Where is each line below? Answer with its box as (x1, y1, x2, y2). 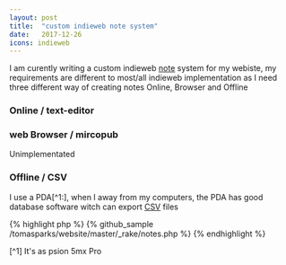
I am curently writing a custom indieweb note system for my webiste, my (9, 63, 277, 74)
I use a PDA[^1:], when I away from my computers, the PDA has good (9, 191, 264, 202)
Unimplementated (9, 149, 75, 160)
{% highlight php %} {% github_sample (9, 218, 154, 229)
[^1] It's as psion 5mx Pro (9, 245, 102, 256)
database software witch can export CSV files (9, 201, 179, 212)
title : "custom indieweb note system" (9, 22, 159, 31)
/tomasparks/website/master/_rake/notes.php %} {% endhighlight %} (9, 228, 266, 239)
